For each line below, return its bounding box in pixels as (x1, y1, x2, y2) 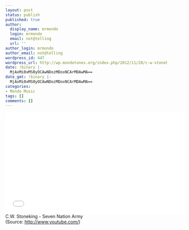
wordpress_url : (5, 60, 38, 65)
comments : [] (5, 98, 33, 103)
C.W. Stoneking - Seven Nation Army (5, 214, 83, 220)
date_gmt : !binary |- (5, 74, 52, 80)
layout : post (5, 7, 33, 13)
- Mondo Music (5, 88, 36, 94)
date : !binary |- (5, 65, 43, 70)
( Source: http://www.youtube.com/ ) (5, 219, 81, 225)
